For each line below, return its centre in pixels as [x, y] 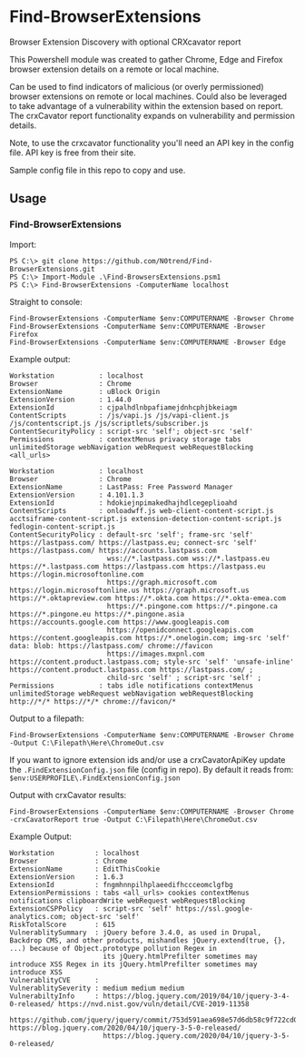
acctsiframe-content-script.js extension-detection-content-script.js [146, 519]
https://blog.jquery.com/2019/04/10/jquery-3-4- [197, 996]
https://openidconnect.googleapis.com [180, 630]
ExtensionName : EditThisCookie [85, 869]
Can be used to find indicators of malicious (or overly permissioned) [137, 86]
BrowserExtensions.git [52, 269]
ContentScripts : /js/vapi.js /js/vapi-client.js [119, 415]
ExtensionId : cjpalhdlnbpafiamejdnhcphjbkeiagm [123, 407]
